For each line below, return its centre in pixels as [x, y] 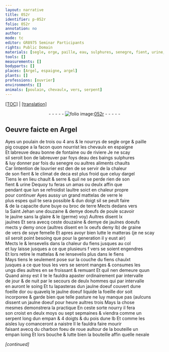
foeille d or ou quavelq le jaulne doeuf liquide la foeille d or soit [69, 292]
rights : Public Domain [29, 47]
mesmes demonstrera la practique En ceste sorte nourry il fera [70, 308]
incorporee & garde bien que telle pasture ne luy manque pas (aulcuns [78, 297]
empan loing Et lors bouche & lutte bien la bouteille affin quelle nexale [77, 335]
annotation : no [21, 29]
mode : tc [14, 38]
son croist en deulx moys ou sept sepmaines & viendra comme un [73, 313]
